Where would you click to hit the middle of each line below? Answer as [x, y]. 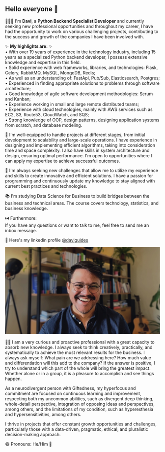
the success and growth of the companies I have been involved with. [75, 36]
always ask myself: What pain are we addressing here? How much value [78, 358]
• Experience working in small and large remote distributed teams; [72, 104]
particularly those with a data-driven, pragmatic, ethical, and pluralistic [77, 429]
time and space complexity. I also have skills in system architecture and [77, 150]
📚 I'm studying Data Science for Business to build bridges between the [77, 196]
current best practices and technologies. [46, 186]
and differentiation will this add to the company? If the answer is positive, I [80, 363]
